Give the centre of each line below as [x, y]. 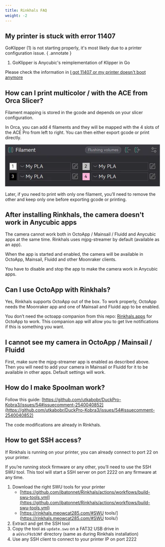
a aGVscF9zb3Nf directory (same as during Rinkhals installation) [75, 534]
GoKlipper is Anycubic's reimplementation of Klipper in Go [71, 63]
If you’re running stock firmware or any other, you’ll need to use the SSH [78, 467]
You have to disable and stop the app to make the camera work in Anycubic [82, 269]
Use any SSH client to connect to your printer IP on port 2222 [74, 539]
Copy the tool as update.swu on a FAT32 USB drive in [66, 528]
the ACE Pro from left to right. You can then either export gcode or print [77, 132]
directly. [13, 138]
